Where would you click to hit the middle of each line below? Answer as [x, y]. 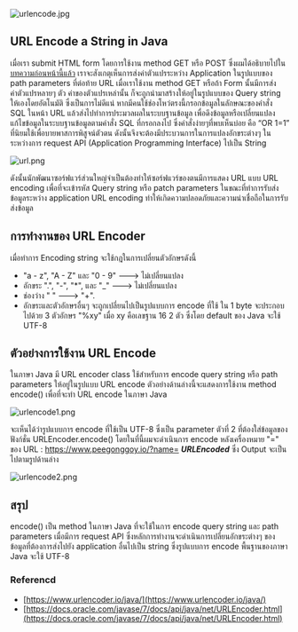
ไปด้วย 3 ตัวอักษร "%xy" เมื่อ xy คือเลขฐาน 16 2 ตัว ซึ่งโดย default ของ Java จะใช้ [152, 315]
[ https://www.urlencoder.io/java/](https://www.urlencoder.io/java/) [145, 599]
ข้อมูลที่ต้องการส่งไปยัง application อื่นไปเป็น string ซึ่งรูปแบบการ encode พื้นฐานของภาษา [149, 547]
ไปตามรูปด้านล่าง [35, 459]
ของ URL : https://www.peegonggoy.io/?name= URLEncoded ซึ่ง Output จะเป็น [149, 449]
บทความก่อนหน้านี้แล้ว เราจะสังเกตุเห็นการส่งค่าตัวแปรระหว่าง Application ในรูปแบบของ [141, 73]
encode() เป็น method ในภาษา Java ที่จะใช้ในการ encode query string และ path [144, 526]
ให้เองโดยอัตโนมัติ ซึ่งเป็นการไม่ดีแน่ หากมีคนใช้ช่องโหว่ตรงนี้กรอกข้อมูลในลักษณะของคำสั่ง [141, 103]
